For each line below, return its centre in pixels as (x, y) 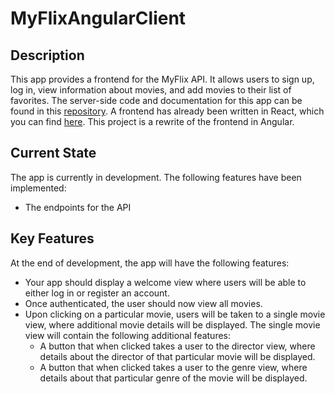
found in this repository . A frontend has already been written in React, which (167, 111)
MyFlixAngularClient (98, 18)
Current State (53, 153)
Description (47, 55)
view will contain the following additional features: (128, 335)
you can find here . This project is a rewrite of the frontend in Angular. (152, 121)
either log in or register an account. (97, 293)
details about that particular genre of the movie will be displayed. (173, 378)
